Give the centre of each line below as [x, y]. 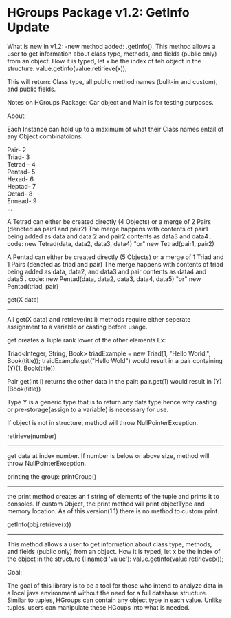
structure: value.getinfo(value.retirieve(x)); [67, 68]
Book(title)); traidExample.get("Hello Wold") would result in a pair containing [115, 360]
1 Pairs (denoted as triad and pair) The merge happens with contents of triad [115, 264]
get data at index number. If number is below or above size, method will [108, 455]
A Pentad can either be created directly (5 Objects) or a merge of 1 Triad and [115, 257]
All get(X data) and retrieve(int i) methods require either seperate [99, 319]
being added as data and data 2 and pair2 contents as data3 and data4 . [109, 236]
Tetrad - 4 [21, 164]
